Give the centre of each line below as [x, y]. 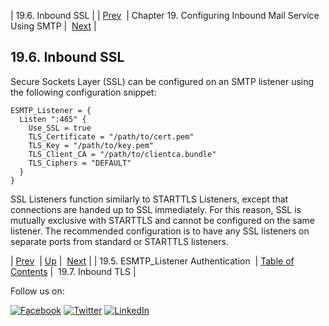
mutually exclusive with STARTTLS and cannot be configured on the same [163, 220]
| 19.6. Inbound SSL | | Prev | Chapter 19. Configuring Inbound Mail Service [165, 15]
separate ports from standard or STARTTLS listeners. [119, 241]
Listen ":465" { [53, 119]
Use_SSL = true [60, 128]
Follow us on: [37, 291]
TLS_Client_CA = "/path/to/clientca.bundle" [122, 154]
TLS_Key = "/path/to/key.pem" [91, 145]
